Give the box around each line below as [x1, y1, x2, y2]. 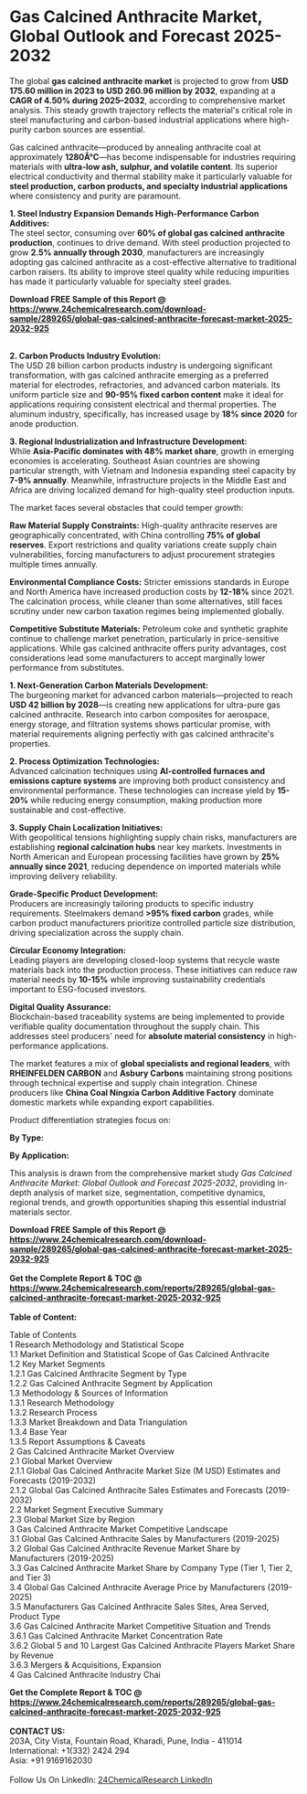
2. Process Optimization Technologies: [9, 756, 160, 767]
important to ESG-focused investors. [9, 983, 148, 994]
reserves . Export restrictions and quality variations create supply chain [9, 539, 277, 550]
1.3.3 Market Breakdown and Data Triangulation [9, 1417, 188, 1428]
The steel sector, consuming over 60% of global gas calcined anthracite [9, 227, 285, 239]
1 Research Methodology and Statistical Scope [9, 1339, 185, 1350]
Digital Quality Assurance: [9, 1001, 111, 1012]
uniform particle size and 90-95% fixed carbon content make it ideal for [9, 388, 284, 399]
